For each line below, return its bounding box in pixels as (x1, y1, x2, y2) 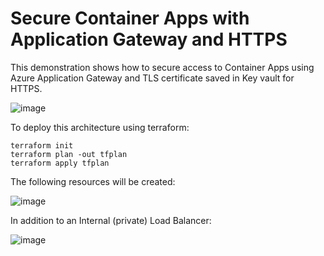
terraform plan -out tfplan (10, 149, 128, 159)
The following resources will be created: (10, 175, 176, 187)
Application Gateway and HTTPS (10, 28, 288, 51)
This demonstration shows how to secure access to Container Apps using (10, 61, 315, 73)
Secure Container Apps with (10, 7, 250, 30)
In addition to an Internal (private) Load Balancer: (10, 214, 212, 226)
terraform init (10, 140, 74, 151)
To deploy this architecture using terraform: (10, 121, 190, 133)
